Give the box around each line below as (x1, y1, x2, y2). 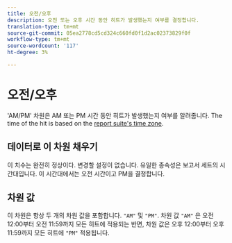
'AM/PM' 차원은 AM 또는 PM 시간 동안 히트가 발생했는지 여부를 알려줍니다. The (7, 111, 222, 119)
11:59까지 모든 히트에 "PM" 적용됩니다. (7, 228, 110, 237)
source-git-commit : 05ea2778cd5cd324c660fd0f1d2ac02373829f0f (7, 29, 191, 37)
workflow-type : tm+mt (7, 36, 70, 43)
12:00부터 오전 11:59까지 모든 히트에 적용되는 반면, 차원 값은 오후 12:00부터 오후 (7, 220, 224, 228)
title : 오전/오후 (7, 10, 52, 17)
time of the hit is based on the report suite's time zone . (7, 119, 164, 127)
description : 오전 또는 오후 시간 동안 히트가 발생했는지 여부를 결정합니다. (7, 17, 199, 24)
